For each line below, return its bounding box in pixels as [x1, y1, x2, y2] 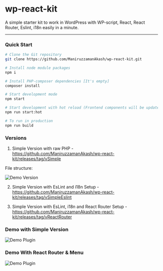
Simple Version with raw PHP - [12, 145, 74, 151]
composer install [5, 83, 40, 88]
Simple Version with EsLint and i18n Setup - [12, 184, 99, 190]
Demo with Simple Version [5, 226, 69, 233]
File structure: [5, 165, 33, 171]
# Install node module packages [5, 65, 70, 70]
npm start [5, 96, 25, 101]
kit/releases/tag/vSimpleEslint [12, 194, 72, 200]
